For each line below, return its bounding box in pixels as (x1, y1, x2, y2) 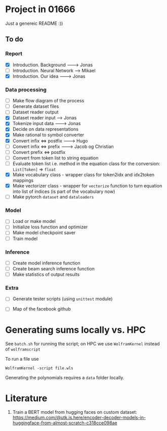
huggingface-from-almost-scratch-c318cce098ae (12, 420, 117, 426)
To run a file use (5, 356, 39, 362)
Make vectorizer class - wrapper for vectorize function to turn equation (12, 182, 162, 188)
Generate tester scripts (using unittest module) (12, 296, 113, 302)
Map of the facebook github (12, 306, 71, 312)
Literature (5, 393, 48, 404)
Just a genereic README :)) (5, 20, 63, 26)
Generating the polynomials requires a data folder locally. (5, 375, 124, 381)
